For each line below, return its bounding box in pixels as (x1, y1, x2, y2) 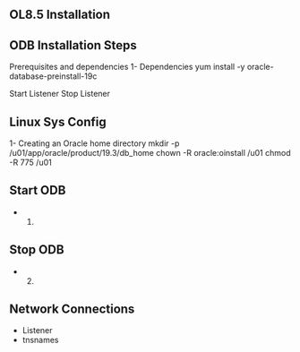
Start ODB (9, 183, 66, 198)
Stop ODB (9, 242, 64, 258)
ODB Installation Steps (9, 38, 137, 53)
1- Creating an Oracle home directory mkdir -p (9, 138, 180, 149)
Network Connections (9, 302, 135, 317)
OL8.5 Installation (9, 7, 110, 22)
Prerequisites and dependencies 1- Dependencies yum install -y (9, 62, 245, 73)
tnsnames (21, 335, 59, 346)
